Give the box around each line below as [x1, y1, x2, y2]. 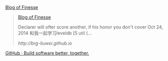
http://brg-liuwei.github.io [17, 40, 72, 46]
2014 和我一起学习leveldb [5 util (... [17, 30, 92, 36]
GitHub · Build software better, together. [5, 50, 90, 56]
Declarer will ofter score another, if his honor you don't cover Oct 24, [17, 24, 163, 30]
